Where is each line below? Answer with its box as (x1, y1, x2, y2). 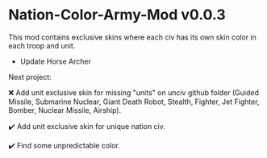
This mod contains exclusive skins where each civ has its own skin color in (8, 32, 257, 42)
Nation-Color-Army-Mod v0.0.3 (8, 6, 226, 24)
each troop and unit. (8, 40, 76, 50)
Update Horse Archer (19, 56, 91, 66)
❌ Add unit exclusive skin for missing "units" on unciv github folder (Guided (8, 87, 260, 98)
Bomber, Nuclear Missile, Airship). (8, 105, 122, 114)
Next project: (8, 72, 52, 81)
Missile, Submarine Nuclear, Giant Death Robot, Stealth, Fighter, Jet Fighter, (8, 97, 260, 106)
